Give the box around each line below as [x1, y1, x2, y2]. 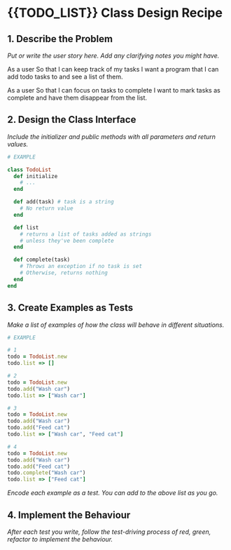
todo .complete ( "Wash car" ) [7, 469, 86, 476]
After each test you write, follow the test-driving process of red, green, [7, 528, 211, 536]
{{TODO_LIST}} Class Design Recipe [7, 5, 223, 21]
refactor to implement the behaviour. [7, 535, 113, 543]
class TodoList [7, 166, 52, 173]
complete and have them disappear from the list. [7, 93, 148, 102]
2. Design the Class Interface [7, 114, 136, 126]
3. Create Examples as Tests [7, 302, 134, 314]
